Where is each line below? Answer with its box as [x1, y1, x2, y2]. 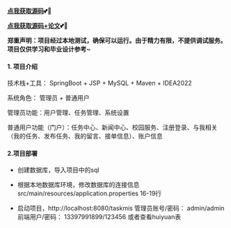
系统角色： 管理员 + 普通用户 [7, 94, 90, 102]
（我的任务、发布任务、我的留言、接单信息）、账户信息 [7, 132, 163, 140]
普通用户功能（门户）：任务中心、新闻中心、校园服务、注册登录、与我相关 [7, 123, 218, 131]
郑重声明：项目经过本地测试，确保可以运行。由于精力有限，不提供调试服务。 [7, 36, 227, 44]
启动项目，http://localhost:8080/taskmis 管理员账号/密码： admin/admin [17, 204, 225, 213]
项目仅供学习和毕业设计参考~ [7, 45, 91, 53]
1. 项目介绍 [7, 62, 38, 70]
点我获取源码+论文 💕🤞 [7, 22, 68, 30]
